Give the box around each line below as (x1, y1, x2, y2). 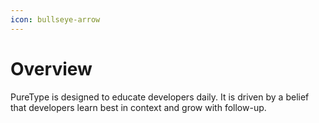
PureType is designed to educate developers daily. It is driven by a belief (10, 91, 310, 103)
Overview (10, 57, 93, 80)
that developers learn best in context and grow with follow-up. (10, 101, 267, 113)
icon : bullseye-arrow (10, 14, 101, 25)
